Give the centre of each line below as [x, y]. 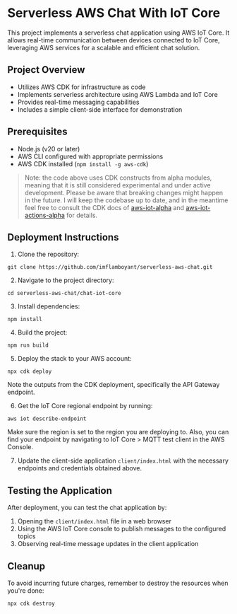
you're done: [26, 591]
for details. [82, 215]
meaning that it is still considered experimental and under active [117, 185]
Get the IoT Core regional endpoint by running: [85, 406]
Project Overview [46, 70]
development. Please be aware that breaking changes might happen [124, 192]
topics [26, 536]
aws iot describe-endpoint [47, 419]
